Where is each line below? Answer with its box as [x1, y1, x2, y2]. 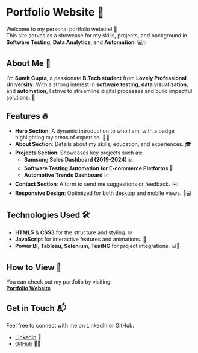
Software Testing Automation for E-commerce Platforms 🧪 [23, 164, 173, 171]
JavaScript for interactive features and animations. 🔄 [14, 235, 147, 243]
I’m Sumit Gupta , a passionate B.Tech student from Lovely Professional [6, 74, 187, 81]
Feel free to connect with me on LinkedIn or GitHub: [6, 322, 134, 329]
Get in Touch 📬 [6, 303, 66, 313]
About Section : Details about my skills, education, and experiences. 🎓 [14, 140, 191, 147]
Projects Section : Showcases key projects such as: [14, 149, 143, 156]
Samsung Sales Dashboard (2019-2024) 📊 [23, 156, 134, 163]
